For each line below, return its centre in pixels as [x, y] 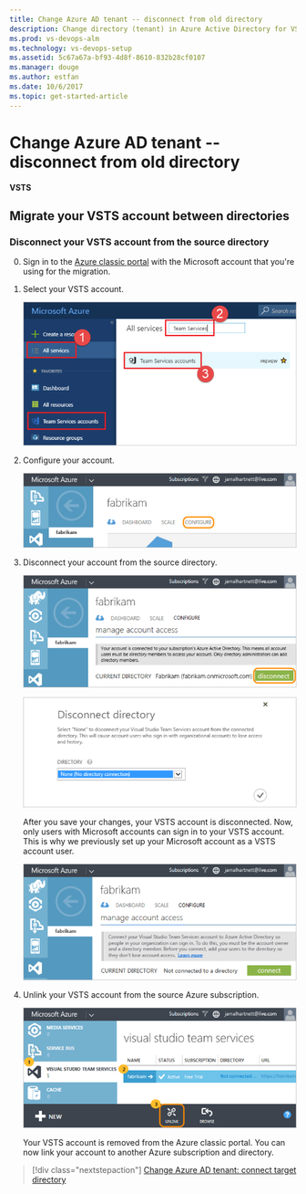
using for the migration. [66, 272]
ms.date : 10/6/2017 [46, 87]
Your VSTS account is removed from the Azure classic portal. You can [154, 1142]
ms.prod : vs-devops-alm [55, 38]
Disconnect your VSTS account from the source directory [139, 242]
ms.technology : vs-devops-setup [71, 48]
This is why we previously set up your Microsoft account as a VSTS [149, 842]
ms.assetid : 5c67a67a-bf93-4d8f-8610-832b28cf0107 [107, 58]
